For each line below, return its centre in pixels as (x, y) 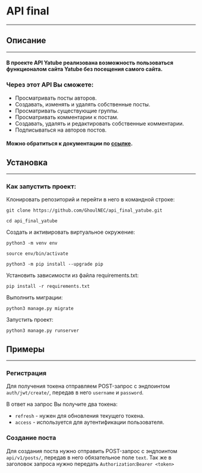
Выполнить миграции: (35, 298)
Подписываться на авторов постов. (61, 130)
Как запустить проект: (41, 186)
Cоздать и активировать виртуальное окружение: (71, 232)
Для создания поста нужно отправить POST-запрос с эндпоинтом (92, 451)
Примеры (26, 349)
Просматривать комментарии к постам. (67, 117)
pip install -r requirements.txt (48, 287)
